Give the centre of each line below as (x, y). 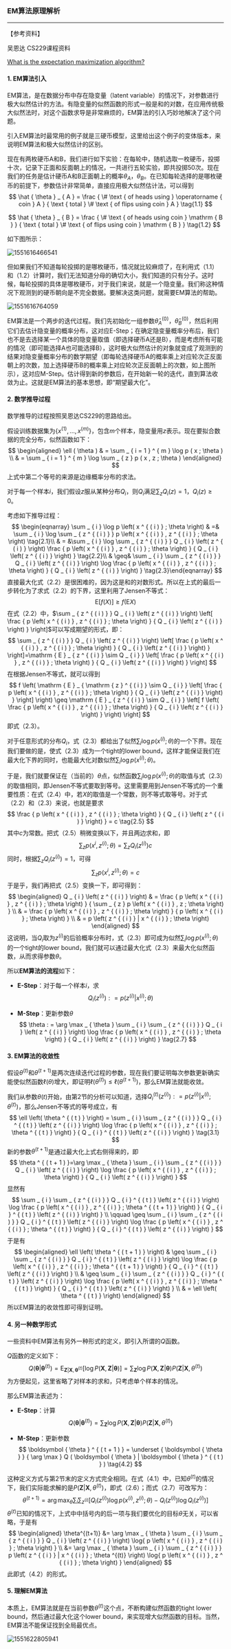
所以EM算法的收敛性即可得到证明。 (57, 1307)
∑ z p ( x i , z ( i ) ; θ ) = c (115, 872)
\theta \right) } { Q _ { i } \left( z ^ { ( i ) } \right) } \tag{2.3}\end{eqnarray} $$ (115, 571)
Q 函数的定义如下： (34, 1355)
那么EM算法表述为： (36, 1395)
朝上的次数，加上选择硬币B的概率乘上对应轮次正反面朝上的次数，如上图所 (112, 365)
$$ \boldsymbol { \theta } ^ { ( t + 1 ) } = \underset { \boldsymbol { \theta (121, 1450)
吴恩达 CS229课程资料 (39, 48)
